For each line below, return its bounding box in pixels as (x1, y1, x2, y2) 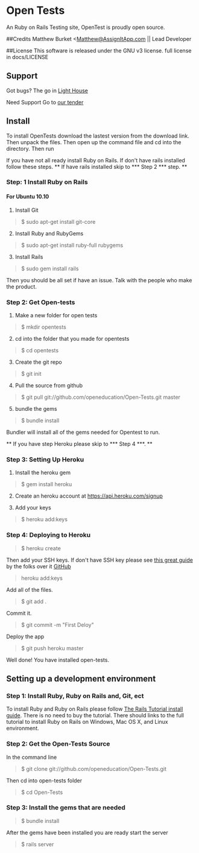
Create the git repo (14, 358, 62, 366)
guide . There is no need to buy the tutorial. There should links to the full (6, 712, 185, 719)
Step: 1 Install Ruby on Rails (6, 178, 89, 186)
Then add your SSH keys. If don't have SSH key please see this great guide (6, 556, 193, 563)
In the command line (6, 753, 57, 761)
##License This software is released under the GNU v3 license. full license (6, 46, 192, 54)
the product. (6, 283, 37, 290)
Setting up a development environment (6, 673, 156, 683)
